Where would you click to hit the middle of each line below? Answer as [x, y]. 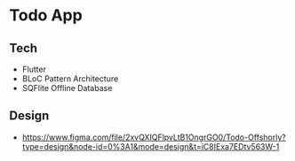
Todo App [46, 15]
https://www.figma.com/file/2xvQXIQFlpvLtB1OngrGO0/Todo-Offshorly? [154, 137]
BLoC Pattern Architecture [70, 79]
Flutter [34, 69]
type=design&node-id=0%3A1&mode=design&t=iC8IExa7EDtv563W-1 [151, 146]
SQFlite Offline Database [67, 88]
